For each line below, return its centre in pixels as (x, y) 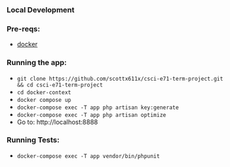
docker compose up (44, 100)
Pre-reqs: (23, 28)
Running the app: (37, 63)
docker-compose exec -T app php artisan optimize (92, 115)
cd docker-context (44, 92)
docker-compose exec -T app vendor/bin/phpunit (88, 156)
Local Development (41, 10)
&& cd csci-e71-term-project (60, 85)
